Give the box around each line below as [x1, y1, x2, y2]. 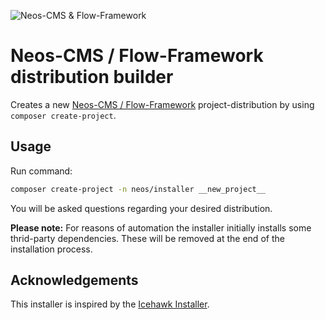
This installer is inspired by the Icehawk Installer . [10, 298, 210, 310]
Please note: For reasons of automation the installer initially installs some [10, 221, 312, 234]
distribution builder [10, 66, 174, 89]
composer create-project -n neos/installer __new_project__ [10, 184, 267, 194]
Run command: [10, 165, 73, 177]
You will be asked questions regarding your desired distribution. [10, 202, 273, 214]
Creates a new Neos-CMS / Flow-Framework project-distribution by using [10, 98, 315, 110]
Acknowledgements [10, 272, 139, 289]
